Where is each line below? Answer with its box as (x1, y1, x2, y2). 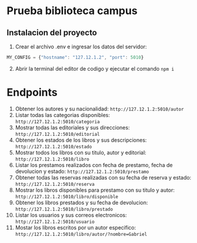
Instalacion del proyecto (6, 28, 98, 38)
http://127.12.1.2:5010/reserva (15, 181, 95, 187)
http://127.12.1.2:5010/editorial (15, 131, 100, 137)
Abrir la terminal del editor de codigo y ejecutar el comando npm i (15, 65, 175, 72)
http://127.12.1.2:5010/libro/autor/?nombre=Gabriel (15, 231, 148, 237)
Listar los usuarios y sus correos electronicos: (15, 211, 127, 218)
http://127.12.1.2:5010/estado (15, 144, 92, 149)
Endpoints (6, 86, 58, 99)
